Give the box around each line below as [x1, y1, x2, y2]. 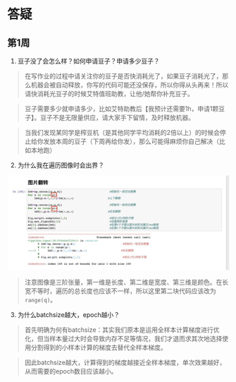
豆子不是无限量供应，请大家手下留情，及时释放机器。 [39, 114, 195, 121]
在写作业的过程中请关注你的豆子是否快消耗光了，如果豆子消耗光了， [24, 72, 223, 80]
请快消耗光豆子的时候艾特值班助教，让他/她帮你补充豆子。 [24, 90, 194, 97]
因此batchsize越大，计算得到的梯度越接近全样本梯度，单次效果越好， [24, 358, 226, 366]
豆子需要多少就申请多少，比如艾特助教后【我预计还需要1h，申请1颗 [24, 105, 219, 113]
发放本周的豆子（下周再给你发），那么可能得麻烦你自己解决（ [43, 137, 220, 145]
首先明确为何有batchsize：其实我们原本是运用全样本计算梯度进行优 [24, 326, 220, 334]
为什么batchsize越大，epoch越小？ [17, 310, 120, 318]
